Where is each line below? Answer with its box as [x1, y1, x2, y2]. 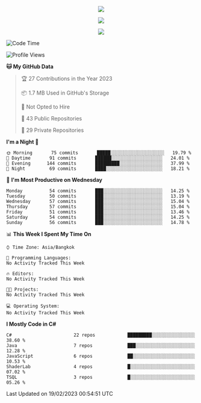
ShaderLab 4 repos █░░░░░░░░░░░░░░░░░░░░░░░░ [6, 364, 196, 370]
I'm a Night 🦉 [6, 139, 39, 145]
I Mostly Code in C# [6, 320, 57, 328]
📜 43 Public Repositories [20, 115, 82, 122]
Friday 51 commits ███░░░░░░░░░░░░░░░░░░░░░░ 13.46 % [6, 209, 190, 215]
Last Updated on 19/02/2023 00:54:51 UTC [6, 390, 113, 397]
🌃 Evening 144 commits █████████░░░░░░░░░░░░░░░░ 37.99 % [6, 160, 190, 166]
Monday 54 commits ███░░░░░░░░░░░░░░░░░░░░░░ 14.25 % [6, 188, 190, 194]
